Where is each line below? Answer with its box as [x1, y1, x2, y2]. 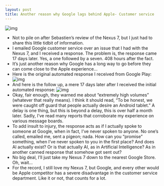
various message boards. [12, 118, 64, 124]
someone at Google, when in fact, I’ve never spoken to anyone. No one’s [12, 128, 159, 134]
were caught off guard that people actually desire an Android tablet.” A [12, 102, 155, 108]
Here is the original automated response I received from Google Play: [12, 71, 152, 77]
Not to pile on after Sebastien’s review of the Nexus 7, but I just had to [12, 35, 153, 41]
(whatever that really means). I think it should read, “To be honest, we [12, 97, 153, 103]
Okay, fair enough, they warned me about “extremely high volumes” [12, 92, 149, 98]
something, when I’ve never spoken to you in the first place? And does [12, 139, 155, 144]
